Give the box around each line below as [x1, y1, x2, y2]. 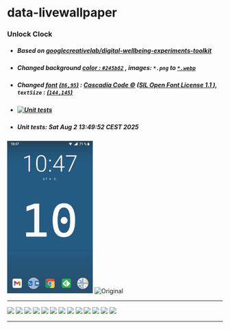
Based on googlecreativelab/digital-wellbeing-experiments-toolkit [16, 46, 212, 54]
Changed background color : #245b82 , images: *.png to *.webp [16, 64, 196, 72]
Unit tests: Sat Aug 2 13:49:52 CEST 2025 [16, 123, 139, 131]
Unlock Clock [7, 30, 53, 39]
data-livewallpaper [7, 5, 118, 21]
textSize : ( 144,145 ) [16, 88, 73, 97]
